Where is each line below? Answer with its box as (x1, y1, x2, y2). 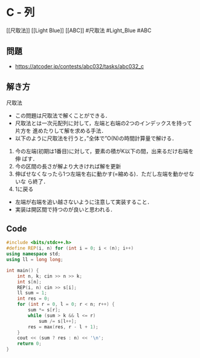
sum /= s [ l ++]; (38, 318, 77, 324)
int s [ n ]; (17, 279, 42, 285)
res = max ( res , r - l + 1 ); (28, 323, 98, 330)
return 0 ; (17, 340, 42, 347)
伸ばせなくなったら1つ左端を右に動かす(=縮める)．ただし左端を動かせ (15, 170, 189, 177)
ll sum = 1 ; (17, 290, 47, 296)
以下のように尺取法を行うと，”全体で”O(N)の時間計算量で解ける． (15, 134, 178, 142)
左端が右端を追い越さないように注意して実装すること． (15, 198, 153, 205)
